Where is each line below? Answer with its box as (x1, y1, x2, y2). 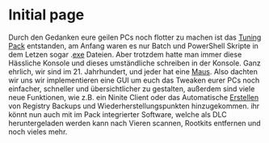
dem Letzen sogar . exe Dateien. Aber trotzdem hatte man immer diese (8, 49, 242, 59)
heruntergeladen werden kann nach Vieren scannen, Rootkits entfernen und (8, 118, 261, 128)
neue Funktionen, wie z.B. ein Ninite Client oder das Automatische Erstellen (8, 92, 259, 102)
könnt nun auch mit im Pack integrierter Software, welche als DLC (8, 109, 228, 119)
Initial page (8, 6, 85, 24)
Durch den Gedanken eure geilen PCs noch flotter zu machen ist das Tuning (8, 32, 262, 42)
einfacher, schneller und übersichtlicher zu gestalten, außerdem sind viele (8, 83, 255, 94)
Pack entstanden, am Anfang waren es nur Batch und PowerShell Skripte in (8, 40, 258, 50)
